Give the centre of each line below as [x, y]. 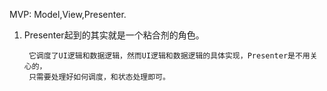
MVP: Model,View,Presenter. [68, 14]
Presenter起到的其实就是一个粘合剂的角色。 [114, 35]
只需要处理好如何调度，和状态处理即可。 [99, 77]
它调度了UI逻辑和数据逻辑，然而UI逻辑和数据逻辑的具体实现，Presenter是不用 [169, 56]
